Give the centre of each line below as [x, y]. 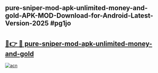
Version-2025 [27, 23]
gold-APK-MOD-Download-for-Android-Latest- [79, 16]
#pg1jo [60, 23]
